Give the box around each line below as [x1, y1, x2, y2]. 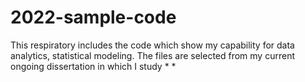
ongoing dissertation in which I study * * [10, 60, 177, 72]
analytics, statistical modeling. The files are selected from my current [10, 49, 295, 61]
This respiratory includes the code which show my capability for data [10, 39, 295, 51]
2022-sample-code [10, 6, 177, 29]
